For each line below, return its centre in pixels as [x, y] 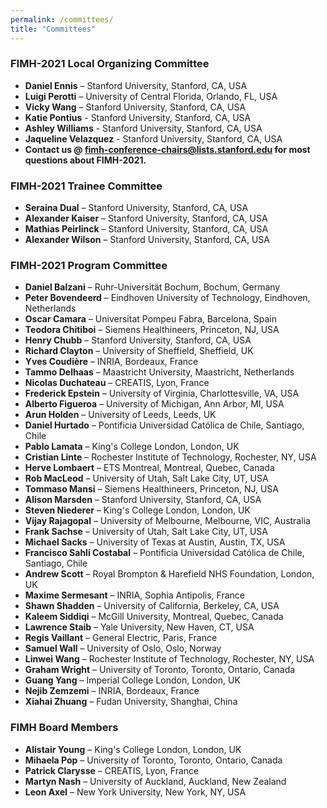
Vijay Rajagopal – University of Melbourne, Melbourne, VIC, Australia [167, 521]
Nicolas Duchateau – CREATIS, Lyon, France [117, 383]
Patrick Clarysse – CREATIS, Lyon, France [112, 770]
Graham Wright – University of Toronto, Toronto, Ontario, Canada [160, 670]
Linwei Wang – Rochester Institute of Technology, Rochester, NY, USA [169, 659]
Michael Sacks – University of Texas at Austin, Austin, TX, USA [155, 542]
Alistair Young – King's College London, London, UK [133, 749]
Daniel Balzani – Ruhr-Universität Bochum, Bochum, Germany [152, 287]
